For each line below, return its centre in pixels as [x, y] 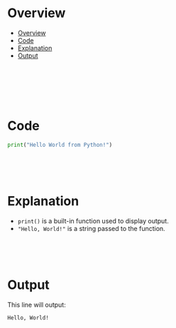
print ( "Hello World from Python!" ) [60, 145]
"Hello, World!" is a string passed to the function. [91, 228]
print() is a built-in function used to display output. [93, 221]
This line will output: [37, 304]
